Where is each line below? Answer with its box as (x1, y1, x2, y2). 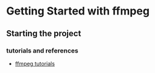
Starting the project (6, 28, 81, 39)
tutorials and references (6, 46, 78, 55)
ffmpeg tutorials (14, 60, 55, 67)
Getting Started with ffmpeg (6, 4, 150, 18)
